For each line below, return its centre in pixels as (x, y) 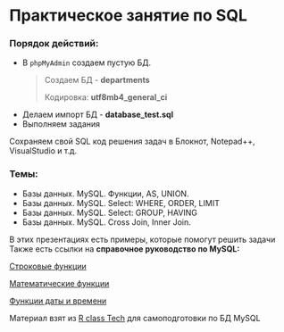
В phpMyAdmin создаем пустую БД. (87, 62)
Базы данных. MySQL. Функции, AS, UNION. (105, 194)
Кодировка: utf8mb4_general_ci (106, 97)
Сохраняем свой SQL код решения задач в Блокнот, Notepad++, (132, 141)
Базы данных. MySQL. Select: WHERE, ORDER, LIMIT (121, 203)
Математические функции (59, 283)
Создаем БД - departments (97, 80)
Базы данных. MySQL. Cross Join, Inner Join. (107, 222)
